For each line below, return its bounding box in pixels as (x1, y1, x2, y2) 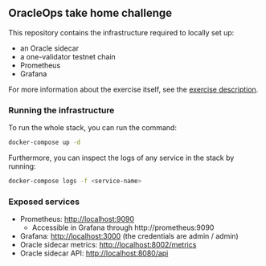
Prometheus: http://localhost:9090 (19, 215, 135, 224)
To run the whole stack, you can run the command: (8, 123, 177, 133)
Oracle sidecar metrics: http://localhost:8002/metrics (19, 240, 197, 250)
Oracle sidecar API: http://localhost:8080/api (19, 248, 169, 258)
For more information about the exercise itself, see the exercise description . (8, 84, 259, 94)
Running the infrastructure (8, 104, 115, 116)
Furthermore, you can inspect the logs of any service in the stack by (8, 153, 235, 162)
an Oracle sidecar (19, 43, 79, 53)
